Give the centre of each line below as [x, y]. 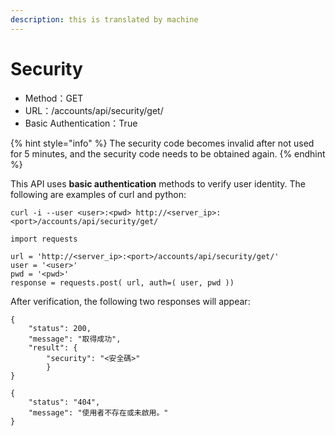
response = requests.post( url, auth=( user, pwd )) [122, 282]
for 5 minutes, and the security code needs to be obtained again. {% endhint [168, 153]
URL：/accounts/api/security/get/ [94, 110]
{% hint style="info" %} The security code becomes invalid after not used [162, 143]
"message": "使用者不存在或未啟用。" [98, 412]
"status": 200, [60, 328]
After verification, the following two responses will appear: [130, 301]
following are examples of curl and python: [98, 194]
